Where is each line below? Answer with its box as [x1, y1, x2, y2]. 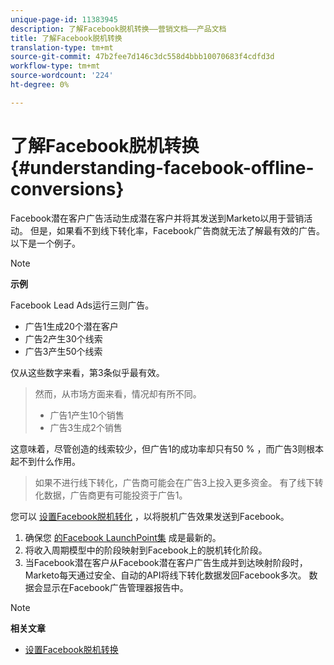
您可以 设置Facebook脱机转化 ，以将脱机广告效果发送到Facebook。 [10, 510, 290, 522]
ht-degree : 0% [10, 80, 70, 90]
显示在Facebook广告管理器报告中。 [42, 581, 189, 593]
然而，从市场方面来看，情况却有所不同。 [34, 387, 202, 400]
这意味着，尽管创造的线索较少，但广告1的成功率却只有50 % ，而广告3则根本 [10, 442, 325, 455]
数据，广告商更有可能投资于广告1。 [43, 489, 188, 501]
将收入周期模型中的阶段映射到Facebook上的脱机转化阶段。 [24, 544, 268, 556]
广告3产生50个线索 [24, 345, 103, 357]
